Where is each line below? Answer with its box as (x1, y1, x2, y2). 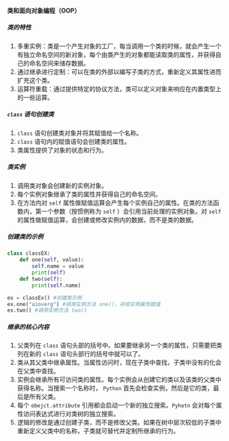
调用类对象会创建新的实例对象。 (16, 181, 108, 190)
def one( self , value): (19, 257, 84, 264)
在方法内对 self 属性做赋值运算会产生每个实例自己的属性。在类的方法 (16, 199, 214, 207)
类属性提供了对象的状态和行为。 (16, 146, 108, 154)
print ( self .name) (32, 281, 81, 289)
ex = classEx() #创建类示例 (7, 294, 82, 301)
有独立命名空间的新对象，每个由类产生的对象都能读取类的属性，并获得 (16, 50, 216, 58)
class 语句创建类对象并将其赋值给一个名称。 (16, 129, 143, 137)
